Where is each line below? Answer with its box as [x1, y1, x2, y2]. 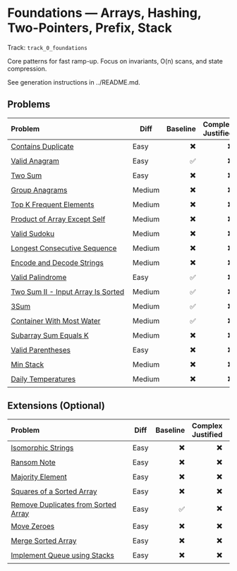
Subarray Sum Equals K [11, 331, 90, 340]
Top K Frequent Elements [11, 199, 95, 209]
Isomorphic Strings [11, 443, 74, 453]
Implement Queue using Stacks [11, 551, 115, 560]
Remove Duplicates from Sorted [11, 499, 116, 509]
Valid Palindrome [11, 273, 67, 283]
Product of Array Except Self [11, 214, 106, 224]
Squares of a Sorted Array [11, 486, 97, 496]
